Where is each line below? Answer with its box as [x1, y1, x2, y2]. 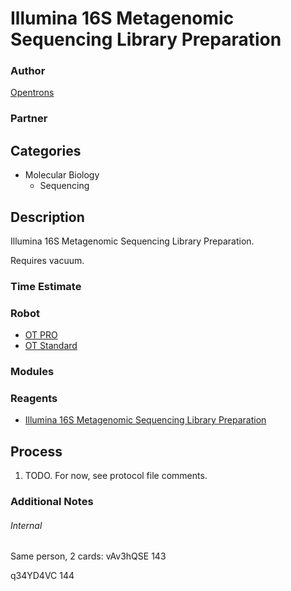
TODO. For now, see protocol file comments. [24, 470, 208, 482]
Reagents [10, 392, 58, 406]
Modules [10, 365, 55, 379]
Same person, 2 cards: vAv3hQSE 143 [10, 550, 167, 562]
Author [10, 64, 46, 78]
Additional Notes [10, 495, 94, 509]
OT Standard [24, 340, 78, 352]
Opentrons [10, 87, 55, 99]
